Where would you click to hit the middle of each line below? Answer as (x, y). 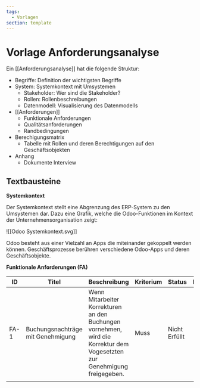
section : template (29, 23)
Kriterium (149, 282)
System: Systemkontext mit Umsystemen (65, 86)
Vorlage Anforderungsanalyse (83, 52)
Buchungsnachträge (54, 330)
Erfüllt (176, 337)
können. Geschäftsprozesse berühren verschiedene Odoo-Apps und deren (98, 249)
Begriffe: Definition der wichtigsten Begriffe (68, 80)
